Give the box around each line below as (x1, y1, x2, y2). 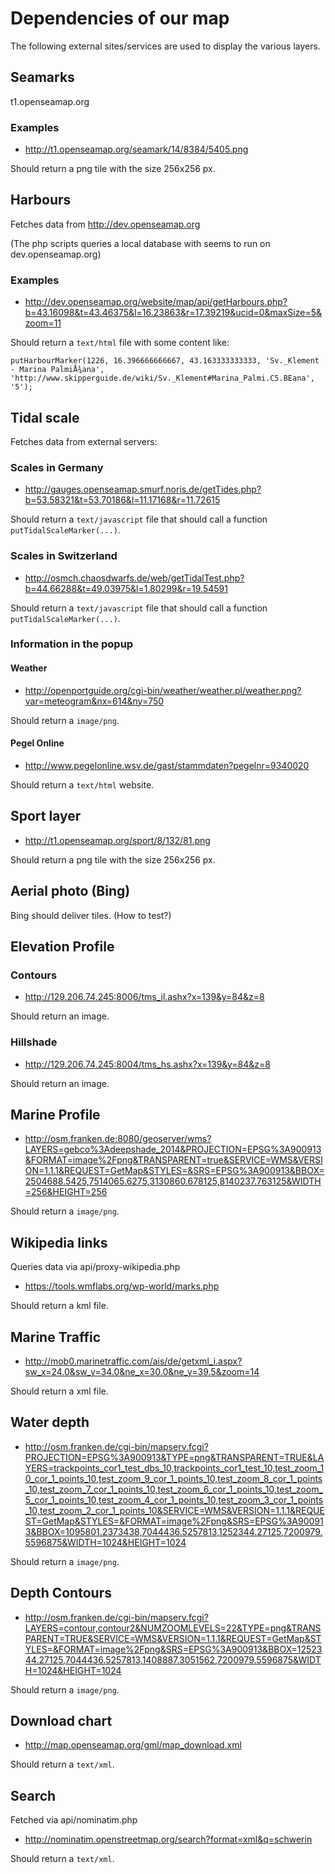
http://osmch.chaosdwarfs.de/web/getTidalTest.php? (24, 572, 245, 584)
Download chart (10, 1712, 113, 1729)
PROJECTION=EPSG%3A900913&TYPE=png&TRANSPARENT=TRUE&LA (24, 1451, 325, 1463)
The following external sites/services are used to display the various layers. (10, 40, 321, 52)
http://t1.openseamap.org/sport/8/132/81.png (24, 834, 211, 846)
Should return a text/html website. (10, 778, 155, 791)
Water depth (10, 1414, 90, 1431)
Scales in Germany (10, 460, 104, 474)
